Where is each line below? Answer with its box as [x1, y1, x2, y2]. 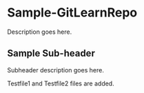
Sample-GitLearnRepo [7, 5, 138, 21]
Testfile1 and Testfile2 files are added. [7, 79, 115, 87]
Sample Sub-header [7, 48, 95, 59]
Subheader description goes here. [7, 65, 105, 74]
